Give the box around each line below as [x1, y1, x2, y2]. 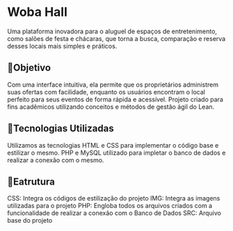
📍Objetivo [7, 62, 51, 74]
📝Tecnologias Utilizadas [7, 123, 114, 135]
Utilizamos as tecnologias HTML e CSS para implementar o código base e [7, 141, 219, 149]
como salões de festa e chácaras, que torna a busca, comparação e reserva [7, 34, 226, 42]
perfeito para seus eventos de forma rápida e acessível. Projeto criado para [7, 95, 224, 103]
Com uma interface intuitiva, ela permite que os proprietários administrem [7, 80, 219, 89]
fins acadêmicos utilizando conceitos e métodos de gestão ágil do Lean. [7, 102, 215, 111]
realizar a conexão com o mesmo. [7, 155, 104, 164]
